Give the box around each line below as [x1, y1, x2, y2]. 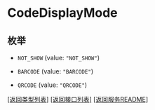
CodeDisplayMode [7, 5, 118, 21]
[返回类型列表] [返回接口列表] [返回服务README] [7, 95, 149, 103]
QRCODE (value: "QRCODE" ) [17, 81, 88, 89]
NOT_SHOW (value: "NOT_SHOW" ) [17, 54, 100, 62]
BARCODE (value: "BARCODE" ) [17, 67, 93, 75]
